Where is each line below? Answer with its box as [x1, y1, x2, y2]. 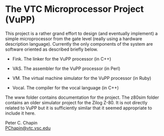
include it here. [5, 110, 36, 116]
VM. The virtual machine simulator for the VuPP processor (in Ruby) [12, 75, 152, 81]
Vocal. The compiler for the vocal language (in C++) [12, 84, 119, 90]
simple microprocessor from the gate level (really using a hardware [5, 36, 143, 42]
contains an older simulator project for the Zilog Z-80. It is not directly [5, 99, 148, 105]
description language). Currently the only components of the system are [5, 41, 153, 47]
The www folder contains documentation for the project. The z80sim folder [5, 94, 160, 100]
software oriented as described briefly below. [5, 46, 98, 52]
